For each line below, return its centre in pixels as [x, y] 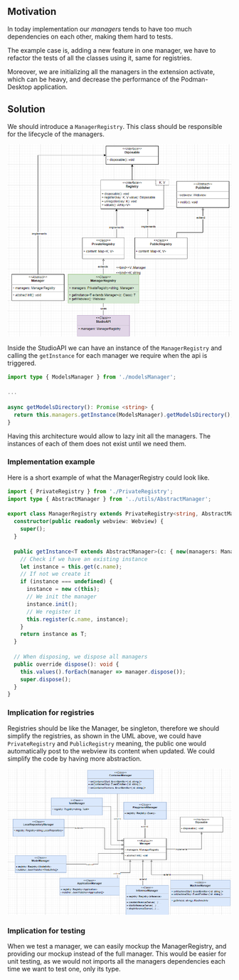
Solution [26, 109]
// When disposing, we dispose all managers [81, 657]
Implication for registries [51, 713]
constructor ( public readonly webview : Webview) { [89, 522]
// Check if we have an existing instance [84, 559]
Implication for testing [46, 931]
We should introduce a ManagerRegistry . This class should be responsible [115, 126]
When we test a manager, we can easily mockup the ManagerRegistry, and [117, 947]
